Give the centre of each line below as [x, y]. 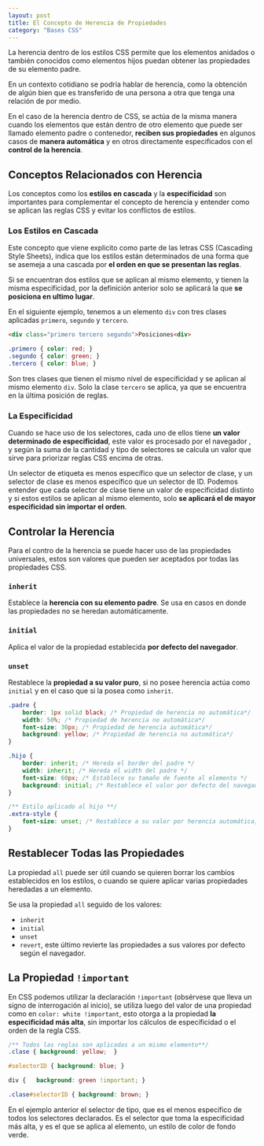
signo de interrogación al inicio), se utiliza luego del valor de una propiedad [130, 1005]
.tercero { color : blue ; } [52, 364]
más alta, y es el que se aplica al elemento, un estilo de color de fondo [122, 1126]
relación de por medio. [45, 101]
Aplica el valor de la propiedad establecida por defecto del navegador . [123, 647]
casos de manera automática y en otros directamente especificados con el [130, 142]
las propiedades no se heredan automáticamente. [88, 611]
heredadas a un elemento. [50, 889]
